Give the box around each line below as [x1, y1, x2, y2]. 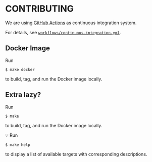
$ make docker [5, 67, 35, 72]
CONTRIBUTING [5, 3, 74, 15]
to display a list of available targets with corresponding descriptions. [5, 151, 147, 157]
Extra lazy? [5, 91, 41, 99]
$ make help [5, 142, 30, 147]
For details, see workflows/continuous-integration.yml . [5, 29, 121, 35]
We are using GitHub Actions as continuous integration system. [5, 20, 137, 26]
